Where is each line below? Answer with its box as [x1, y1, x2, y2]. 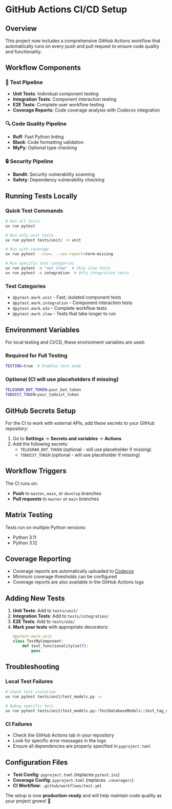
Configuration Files [5, 758, 68, 766]
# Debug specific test [5, 704, 54, 709]
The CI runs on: [5, 480, 38, 486]
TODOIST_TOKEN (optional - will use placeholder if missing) [20, 451, 140, 458]
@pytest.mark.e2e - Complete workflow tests [12, 305, 107, 311]
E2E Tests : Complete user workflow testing [12, 101, 104, 107]
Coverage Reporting [5, 555, 71, 563]
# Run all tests [5, 218, 40, 224]
